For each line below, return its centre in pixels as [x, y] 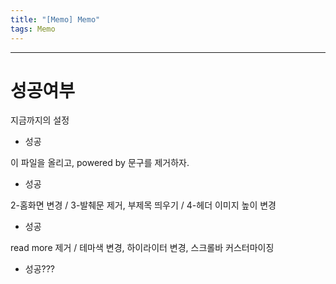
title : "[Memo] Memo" [55, 19]
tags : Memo [33, 29]
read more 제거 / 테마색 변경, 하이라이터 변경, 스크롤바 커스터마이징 [142, 248]
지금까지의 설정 [40, 120]
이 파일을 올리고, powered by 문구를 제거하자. [100, 163]
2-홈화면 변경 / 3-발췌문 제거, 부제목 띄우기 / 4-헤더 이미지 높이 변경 [143, 205]
